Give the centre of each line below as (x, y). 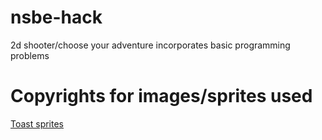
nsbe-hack (56, 17)
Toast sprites (37, 123)
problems (30, 55)
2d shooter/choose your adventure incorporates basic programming (150, 45)
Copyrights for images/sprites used (161, 96)
